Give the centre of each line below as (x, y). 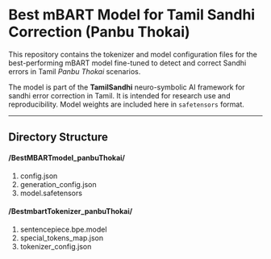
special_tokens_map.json (62, 238)
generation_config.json (58, 184)
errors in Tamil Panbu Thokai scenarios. (75, 71)
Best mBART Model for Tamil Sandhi (132, 15)
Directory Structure (58, 138)
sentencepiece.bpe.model (63, 229)
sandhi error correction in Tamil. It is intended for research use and (119, 95)
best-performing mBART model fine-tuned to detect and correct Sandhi (127, 63)
